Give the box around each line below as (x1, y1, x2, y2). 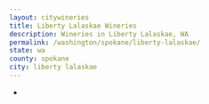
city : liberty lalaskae (9, 63, 98, 72)
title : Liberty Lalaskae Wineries (9, 21, 138, 30)
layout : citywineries (9, 12, 90, 22)
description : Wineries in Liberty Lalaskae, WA (9, 29, 189, 38)
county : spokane (9, 54, 69, 63)
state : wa (9, 46, 46, 55)
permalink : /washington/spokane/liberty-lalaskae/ (9, 37, 201, 47)
